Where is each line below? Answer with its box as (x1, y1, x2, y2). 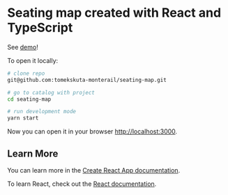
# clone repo (7, 70, 45, 77)
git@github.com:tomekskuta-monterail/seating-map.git (7, 76, 167, 83)
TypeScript (7, 20, 73, 36)
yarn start (7, 115, 39, 122)
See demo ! (7, 43, 38, 51)
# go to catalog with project (7, 89, 96, 96)
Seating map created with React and (7, 5, 222, 21)
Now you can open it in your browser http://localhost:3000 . (7, 127, 178, 136)
